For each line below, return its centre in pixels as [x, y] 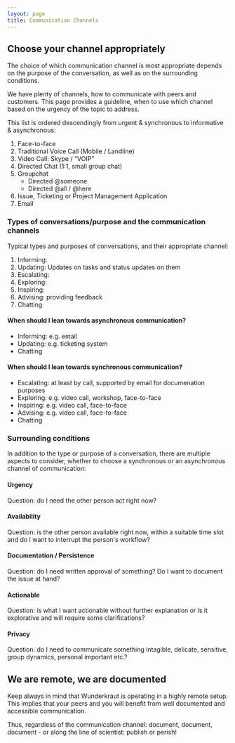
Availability [24, 517]
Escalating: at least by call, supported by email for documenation [111, 383]
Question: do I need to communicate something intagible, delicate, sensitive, [117, 650]
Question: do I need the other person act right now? [82, 500]
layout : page [26, 14]
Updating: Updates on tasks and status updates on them [99, 267]
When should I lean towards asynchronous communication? [97, 321]
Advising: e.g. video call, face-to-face [72, 413]
